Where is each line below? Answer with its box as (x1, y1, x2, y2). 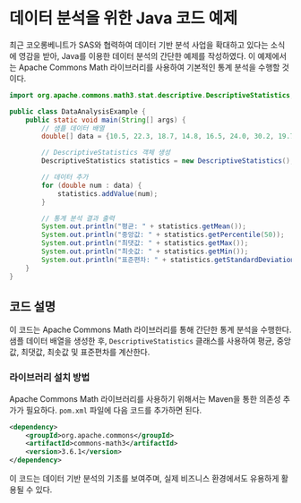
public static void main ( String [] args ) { (25, 115, 186, 124)
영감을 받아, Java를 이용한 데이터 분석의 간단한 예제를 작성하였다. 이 (18, 50, 256, 61)
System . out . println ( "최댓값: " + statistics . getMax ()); (41, 239, 249, 248)
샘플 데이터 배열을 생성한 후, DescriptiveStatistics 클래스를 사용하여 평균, (9, 336, 275, 346)
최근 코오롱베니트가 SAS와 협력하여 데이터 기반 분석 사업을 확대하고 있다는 (9, 39, 269, 50)
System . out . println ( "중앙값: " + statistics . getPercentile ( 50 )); (41, 230, 285, 240)
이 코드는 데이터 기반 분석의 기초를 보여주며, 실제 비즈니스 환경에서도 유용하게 (9, 473, 279, 484)
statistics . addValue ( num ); (56, 189, 159, 198)
